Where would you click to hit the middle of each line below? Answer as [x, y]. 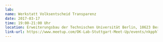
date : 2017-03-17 [23, 18]
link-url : [15, 32]
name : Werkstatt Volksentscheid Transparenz [51, 14]
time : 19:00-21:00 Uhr [28, 23]
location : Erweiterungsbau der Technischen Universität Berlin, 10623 [78, 28]
